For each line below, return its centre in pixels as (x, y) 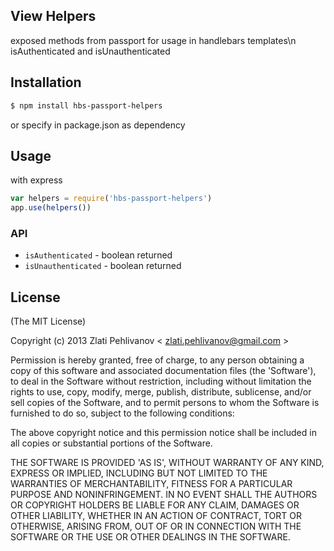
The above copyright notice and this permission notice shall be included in (163, 433)
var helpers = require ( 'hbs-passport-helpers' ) (111, 199)
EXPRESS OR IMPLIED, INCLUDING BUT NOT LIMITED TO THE (139, 473)
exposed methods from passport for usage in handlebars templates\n (153, 40)
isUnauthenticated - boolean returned (103, 266)
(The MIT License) (48, 321)
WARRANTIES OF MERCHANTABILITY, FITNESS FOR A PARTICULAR (151, 484)
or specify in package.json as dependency (98, 125)
